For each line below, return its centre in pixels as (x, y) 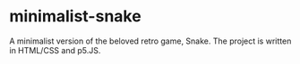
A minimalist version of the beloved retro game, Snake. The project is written (150, 41)
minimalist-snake (75, 16)
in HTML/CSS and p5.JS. (55, 50)
